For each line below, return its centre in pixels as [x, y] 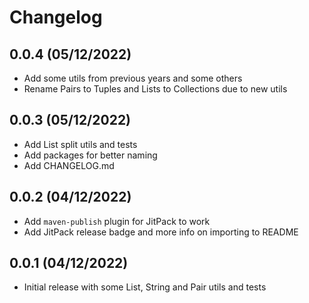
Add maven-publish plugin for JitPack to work [117, 221]
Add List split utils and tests [80, 144]
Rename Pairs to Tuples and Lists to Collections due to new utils [155, 89]
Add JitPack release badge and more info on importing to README [161, 232]
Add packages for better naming [90, 155]
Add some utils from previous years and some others [133, 78]
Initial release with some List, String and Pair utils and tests [145, 287]
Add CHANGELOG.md [69, 165]
